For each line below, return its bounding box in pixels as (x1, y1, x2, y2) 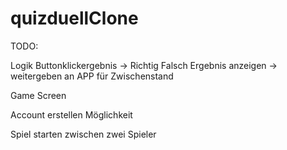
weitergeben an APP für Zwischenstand (10, 70, 174, 82)
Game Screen (10, 89, 67, 101)
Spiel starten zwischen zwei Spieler (10, 128, 157, 140)
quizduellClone (10, 7, 139, 30)
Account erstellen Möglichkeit (10, 108, 133, 121)
